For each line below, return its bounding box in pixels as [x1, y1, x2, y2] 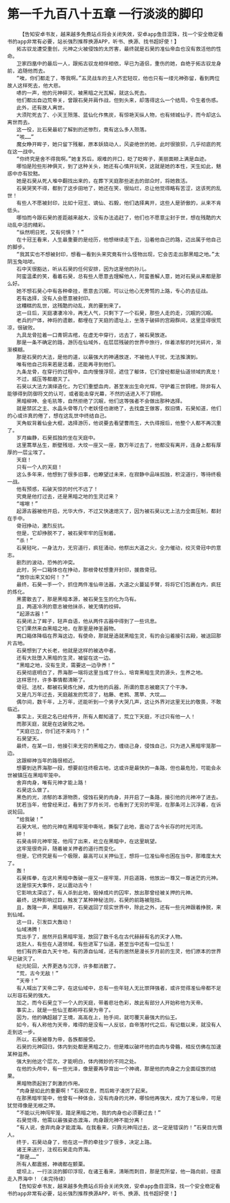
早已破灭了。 [7, 955, 39, 962]
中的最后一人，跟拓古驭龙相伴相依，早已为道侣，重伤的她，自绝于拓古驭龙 [36, 60, 217, 67]
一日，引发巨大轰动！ [21, 918, 74, 925]
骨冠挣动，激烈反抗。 [16, 522, 68, 529]
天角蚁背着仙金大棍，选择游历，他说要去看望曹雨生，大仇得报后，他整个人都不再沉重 [16, 419, 222, 427]
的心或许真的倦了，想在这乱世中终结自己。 [7, 412, 110, 419]
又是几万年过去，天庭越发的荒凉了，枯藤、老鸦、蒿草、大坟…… [16, 691, 167, 698]
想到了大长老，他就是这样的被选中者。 [26, 647, 119, 654]
